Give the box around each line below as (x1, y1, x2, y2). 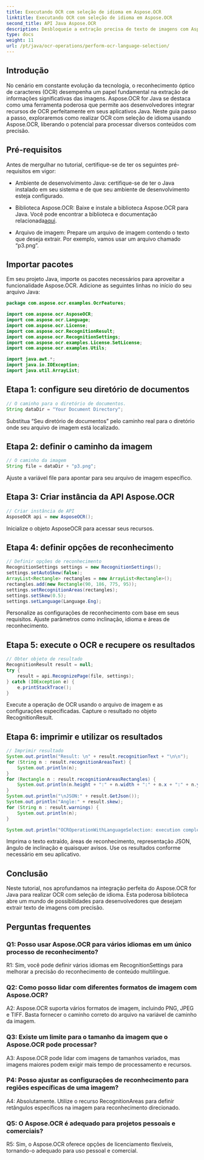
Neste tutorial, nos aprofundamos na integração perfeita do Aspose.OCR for (6, 884, 196, 892)
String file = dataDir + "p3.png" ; (6, 463, 97, 469)
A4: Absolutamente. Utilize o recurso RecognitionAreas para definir (6, 1097, 175, 1105)
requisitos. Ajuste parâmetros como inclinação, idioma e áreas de (6, 616, 170, 623)
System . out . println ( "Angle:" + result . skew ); (6, 799, 123, 805)
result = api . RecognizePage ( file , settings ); (17, 673, 135, 679)
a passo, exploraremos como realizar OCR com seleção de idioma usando (6, 114, 191, 121)
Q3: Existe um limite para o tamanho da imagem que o (6, 1033, 168, 1041)
